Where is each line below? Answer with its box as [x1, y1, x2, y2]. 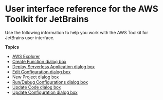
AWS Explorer [12, 53, 40, 59]
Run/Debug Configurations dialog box [12, 79, 88, 85]
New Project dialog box [12, 74, 59, 80]
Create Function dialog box [12, 58, 67, 64]
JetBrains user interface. [5, 35, 54, 41]
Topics [5, 44, 19, 50]
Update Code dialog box [12, 84, 61, 90]
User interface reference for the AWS [5, 3, 159, 14]
